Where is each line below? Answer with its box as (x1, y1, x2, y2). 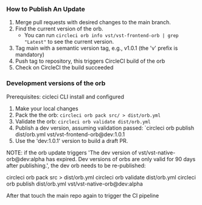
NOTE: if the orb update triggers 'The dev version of (6, 148, 138, 156)
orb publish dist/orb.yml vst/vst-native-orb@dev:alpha (6, 180, 143, 187)
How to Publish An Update (6, 5, 85, 13)
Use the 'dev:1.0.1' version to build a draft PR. (15, 137, 128, 144)
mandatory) (15, 51, 44, 58)
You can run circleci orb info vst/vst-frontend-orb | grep (24, 32, 179, 39)
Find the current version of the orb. (15, 25, 103, 32)
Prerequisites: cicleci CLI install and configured (6, 93, 125, 100)
